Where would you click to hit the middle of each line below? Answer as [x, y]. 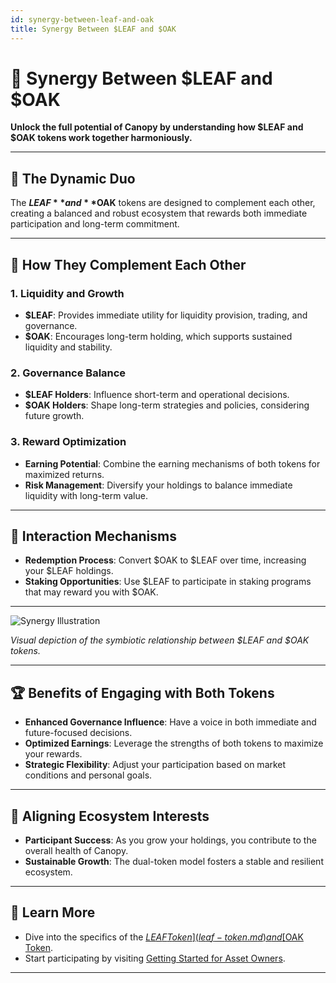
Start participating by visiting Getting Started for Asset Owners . [155, 958]
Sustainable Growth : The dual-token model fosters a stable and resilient [174, 861]
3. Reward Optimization [68, 442]
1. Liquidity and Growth [67, 293]
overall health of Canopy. [76, 850]
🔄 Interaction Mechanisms [93, 536]
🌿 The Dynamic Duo [73, 178]
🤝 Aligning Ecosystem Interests [110, 816]
